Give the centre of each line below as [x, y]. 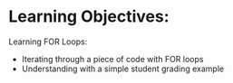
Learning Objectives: [89, 17]
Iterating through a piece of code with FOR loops [112, 59]
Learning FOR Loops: [48, 41]
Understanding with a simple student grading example [122, 69]
